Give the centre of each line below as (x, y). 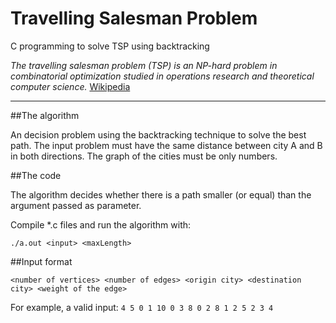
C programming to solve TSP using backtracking (110, 46)
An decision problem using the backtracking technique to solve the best (158, 134)
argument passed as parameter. (76, 205)
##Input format (41, 261)
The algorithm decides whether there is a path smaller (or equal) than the (161, 194)
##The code (36, 175)
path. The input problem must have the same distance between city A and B (166, 145)
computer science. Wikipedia (70, 86)
